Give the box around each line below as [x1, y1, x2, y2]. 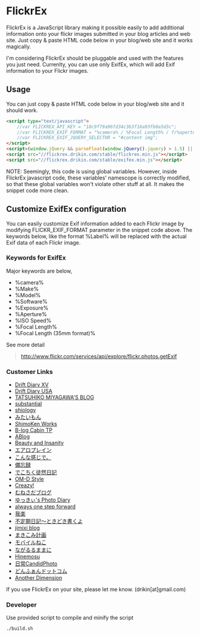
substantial [14, 400, 42, 407]
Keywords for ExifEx [6, 253, 67, 262]
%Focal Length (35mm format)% [14, 329, 96, 336]
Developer [6, 601, 37, 609]
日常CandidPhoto [14, 560, 58, 567]
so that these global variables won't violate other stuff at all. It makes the [6, 180, 185, 187]
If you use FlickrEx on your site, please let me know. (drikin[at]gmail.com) [6, 586, 186, 593]
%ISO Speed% [14, 317, 52, 324]
